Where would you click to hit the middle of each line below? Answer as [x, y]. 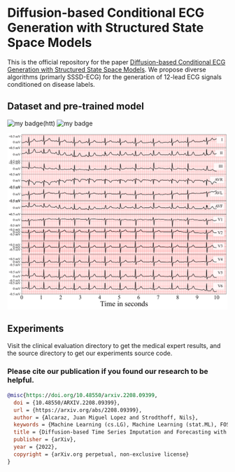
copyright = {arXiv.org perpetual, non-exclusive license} [101, 454]
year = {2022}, [36, 447]
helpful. [21, 380]
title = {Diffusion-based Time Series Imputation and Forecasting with [120, 432]
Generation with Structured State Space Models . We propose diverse [107, 69]
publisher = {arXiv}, [45, 440]
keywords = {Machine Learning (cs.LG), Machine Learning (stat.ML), [115, 425]
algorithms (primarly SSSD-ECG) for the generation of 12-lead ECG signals [115, 77]
